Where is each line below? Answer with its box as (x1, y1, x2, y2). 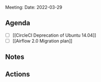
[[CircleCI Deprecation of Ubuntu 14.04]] (12, 32, 96, 38)
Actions (5, 70, 30, 78)
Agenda (5, 19, 30, 27)
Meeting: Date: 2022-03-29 (5, 5, 62, 10)
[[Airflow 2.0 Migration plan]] (12, 38, 72, 44)
